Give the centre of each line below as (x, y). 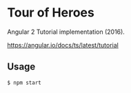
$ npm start (24, 83)
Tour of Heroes (51, 13)
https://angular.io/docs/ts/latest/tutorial (63, 45)
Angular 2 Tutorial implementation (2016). (66, 32)
